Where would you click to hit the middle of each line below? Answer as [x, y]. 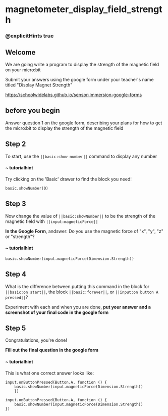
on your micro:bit [23, 70]
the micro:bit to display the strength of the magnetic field [64, 128]
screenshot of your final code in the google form [57, 312]
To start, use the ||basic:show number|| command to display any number [81, 156]
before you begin [33, 110]
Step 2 [16, 144]
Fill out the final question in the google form [52, 350]
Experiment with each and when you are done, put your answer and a [78, 307]
